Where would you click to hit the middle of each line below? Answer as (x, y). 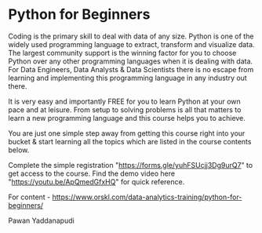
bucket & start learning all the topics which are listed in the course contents (130, 141)
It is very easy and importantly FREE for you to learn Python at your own (124, 101)
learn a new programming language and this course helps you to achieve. (127, 118)
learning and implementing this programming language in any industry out (127, 78)
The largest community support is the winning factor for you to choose (122, 53)
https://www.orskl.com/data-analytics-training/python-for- (147, 197)
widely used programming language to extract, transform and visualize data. (131, 44)
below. (19, 150)
